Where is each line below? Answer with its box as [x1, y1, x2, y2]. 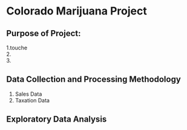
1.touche [6, 44, 28, 51]
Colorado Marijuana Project [6, 4, 147, 18]
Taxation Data [15, 96, 50, 104]
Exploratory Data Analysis [6, 114, 107, 125]
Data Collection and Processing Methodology [6, 74, 182, 85]
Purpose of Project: [6, 28, 81, 39]
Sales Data [15, 90, 42, 97]
